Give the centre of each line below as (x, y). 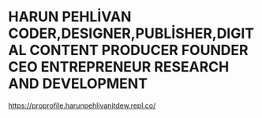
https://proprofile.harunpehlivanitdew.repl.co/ (82, 105)
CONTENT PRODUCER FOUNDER (139, 50)
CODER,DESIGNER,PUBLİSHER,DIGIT (131, 33)
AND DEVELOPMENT (78, 84)
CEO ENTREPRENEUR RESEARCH (119, 67)
